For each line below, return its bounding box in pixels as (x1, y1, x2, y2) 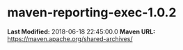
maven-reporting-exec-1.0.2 (7, 5, 177, 21)
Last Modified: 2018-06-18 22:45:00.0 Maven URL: (7, 27, 155, 36)
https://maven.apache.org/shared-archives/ (7, 34, 133, 42)
